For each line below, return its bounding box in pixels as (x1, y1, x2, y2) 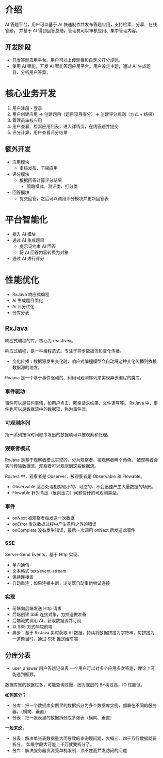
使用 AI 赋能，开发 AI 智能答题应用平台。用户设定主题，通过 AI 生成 (12, 63, 147, 69)
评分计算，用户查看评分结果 (12, 129, 68, 135)
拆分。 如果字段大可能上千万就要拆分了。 (12, 741, 95, 747)
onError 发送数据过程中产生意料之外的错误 (12, 521, 97, 527)
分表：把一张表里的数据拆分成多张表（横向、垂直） (12, 714, 114, 721)
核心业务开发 (5, 88, 57, 99)
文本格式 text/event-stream (12, 568, 66, 573)
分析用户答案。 (20, 69, 51, 75)
